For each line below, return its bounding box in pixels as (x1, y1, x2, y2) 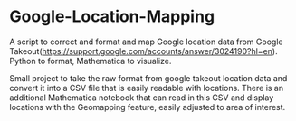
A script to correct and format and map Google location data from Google (9, 36, 283, 47)
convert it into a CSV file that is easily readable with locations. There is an (9, 82, 283, 93)
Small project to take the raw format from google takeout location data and (9, 72, 288, 83)
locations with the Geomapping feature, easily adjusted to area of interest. (9, 101, 286, 112)
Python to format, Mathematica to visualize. (9, 55, 172, 66)
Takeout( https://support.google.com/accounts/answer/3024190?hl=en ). (9, 45, 278, 56)
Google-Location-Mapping (9, 6, 215, 27)
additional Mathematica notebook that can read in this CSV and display (9, 92, 274, 103)
